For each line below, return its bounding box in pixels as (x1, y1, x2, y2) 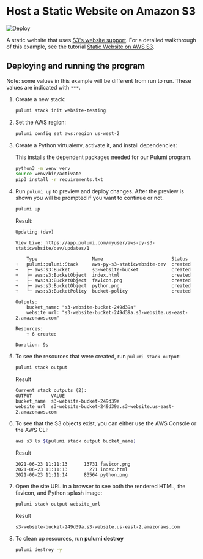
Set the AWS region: (15, 118, 66, 126)
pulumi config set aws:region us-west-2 (15, 130, 120, 136)
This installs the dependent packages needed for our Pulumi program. (15, 153, 192, 161)
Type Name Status (26, 256, 188, 262)
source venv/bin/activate (15, 171, 81, 177)
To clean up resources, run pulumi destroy (15, 534, 124, 542)
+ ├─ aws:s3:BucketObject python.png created (15, 283, 191, 289)
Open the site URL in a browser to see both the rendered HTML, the (15, 482, 186, 490)
